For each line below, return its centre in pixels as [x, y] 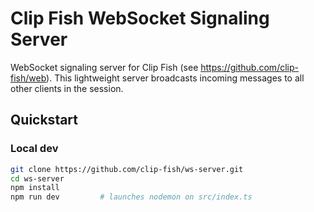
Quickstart [44, 120]
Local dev [34, 149]
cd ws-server [37, 178]
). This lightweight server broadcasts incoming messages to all [175, 78]
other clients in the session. [67, 88]
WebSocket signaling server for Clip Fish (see [104, 67]
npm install [35, 188]
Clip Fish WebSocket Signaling [140, 18]
